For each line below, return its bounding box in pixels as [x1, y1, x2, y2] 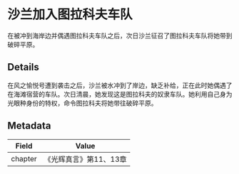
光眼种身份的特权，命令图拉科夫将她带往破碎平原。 [7, 99, 158, 107]
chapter [11, 153, 37, 163]
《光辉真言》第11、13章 [44, 154, 127, 164]
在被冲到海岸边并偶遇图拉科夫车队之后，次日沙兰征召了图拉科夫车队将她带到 [7, 31, 233, 40]
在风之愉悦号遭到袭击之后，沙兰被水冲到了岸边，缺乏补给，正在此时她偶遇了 [7, 81, 233, 89]
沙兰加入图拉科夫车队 [7, 6, 133, 23]
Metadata [7, 120, 51, 132]
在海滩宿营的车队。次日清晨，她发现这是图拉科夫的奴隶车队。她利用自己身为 [7, 89, 233, 98]
